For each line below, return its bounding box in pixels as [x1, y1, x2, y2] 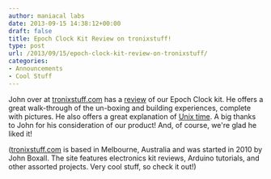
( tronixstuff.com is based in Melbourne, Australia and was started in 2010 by [8, 144, 263, 154]
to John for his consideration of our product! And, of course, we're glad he [8, 120, 257, 130]
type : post [8, 42, 45, 50]
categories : [8, 58, 49, 66]
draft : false [8, 27, 53, 35]
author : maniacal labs [8, 11, 85, 20]
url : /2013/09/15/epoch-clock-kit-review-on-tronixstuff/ [8, 49, 208, 58]
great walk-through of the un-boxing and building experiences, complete [8, 103, 252, 113]
